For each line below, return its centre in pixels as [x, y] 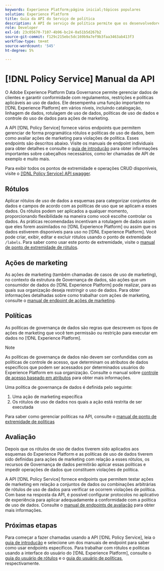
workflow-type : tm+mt [27, 42]
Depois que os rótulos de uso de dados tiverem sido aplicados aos [72, 449]
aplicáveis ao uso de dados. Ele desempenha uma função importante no [78, 103]
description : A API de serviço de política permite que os [66, 23]
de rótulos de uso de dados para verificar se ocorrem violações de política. [81, 489]
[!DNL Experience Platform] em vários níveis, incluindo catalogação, [73, 108]
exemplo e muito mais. [28, 159]
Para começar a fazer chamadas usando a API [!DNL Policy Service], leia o [80, 537]
